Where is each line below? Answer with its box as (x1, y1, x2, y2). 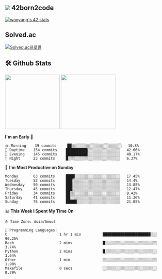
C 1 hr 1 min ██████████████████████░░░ (5, 232, 158, 237)
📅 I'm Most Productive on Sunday (5, 165, 74, 170)
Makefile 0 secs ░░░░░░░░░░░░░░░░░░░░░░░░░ (5, 266, 158, 271)
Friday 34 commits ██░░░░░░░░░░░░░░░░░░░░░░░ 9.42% (5, 191, 138, 196)
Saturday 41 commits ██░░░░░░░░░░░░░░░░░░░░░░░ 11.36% (5, 195, 140, 200)
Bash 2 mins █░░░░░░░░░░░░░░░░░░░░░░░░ (5, 241, 158, 246)
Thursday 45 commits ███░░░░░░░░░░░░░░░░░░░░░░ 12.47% (5, 186, 140, 192)
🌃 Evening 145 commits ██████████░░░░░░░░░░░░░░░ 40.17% (5, 152, 140, 157)
